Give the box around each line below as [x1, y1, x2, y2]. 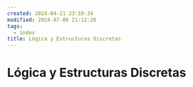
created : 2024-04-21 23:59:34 [7, 10, 94, 17]
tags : [7, 23, 23, 29]
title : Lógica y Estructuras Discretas [7, 36, 122, 42]
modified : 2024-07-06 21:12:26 [7, 16, 97, 23]
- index [13, 29, 36, 36]
